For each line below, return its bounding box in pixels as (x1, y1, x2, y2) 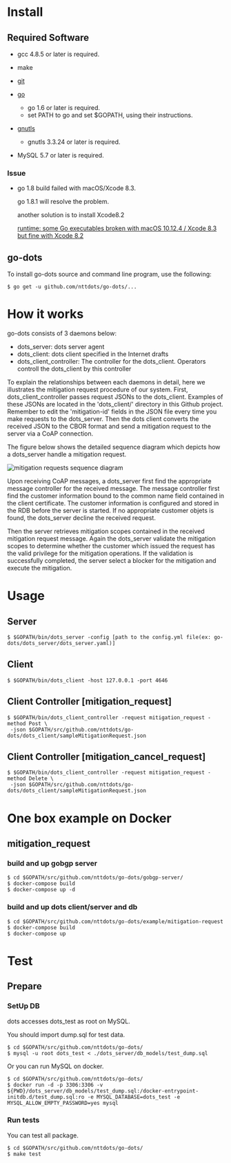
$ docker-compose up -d (7, 886, 76, 893)
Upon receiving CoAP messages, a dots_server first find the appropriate (7, 477, 212, 485)
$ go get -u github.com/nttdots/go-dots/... (7, 283, 137, 290)
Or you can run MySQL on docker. (7, 1062, 104, 1070)
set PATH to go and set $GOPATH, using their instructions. (27, 111, 193, 119)
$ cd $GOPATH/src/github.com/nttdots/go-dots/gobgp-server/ (7, 874, 184, 882)
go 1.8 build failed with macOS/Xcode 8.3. (17, 184, 137, 192)
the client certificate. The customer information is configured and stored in (7, 499, 219, 508)
